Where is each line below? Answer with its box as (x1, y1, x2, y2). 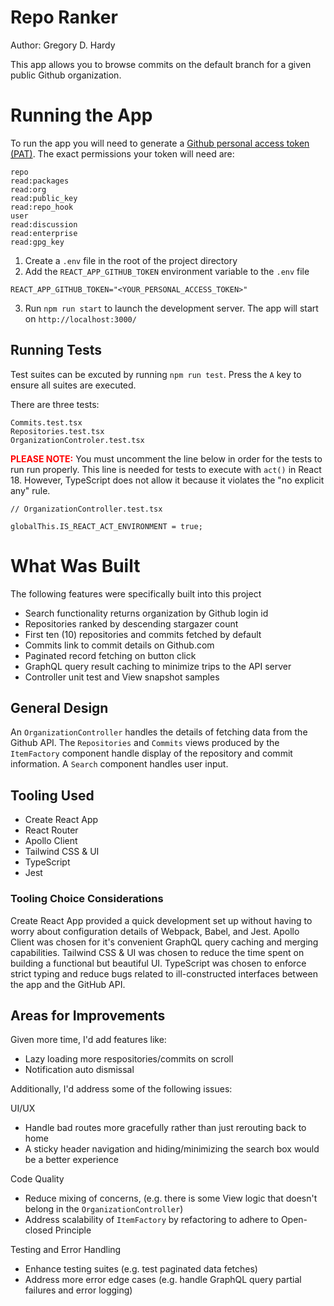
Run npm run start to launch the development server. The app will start (24, 302, 319, 314)
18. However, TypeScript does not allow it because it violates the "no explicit (10, 474, 325, 486)
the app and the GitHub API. (10, 978, 126, 990)
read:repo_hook (10, 202, 74, 212)
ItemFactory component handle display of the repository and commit (10, 747, 293, 760)
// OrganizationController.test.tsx (10, 504, 163, 514)
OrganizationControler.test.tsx (10, 435, 145, 445)
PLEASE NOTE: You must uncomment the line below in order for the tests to (10, 452, 323, 465)
